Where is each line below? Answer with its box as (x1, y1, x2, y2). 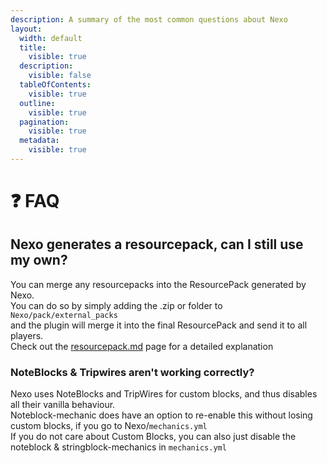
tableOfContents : (19, 80, 92, 90)
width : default (19, 33, 83, 43)
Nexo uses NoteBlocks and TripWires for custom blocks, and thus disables (10, 388, 318, 400)
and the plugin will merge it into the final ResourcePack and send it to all (10, 319, 308, 331)
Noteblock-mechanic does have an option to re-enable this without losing (10, 409, 313, 421)
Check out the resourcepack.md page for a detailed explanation (10, 340, 274, 352)
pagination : (19, 117, 70, 127)
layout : (10, 24, 43, 34)
